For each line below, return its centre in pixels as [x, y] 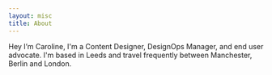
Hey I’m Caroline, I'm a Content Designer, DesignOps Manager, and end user [136, 46]
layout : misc [30, 16]
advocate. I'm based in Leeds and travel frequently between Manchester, [130, 55]
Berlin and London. [40, 63]
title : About [30, 23]
